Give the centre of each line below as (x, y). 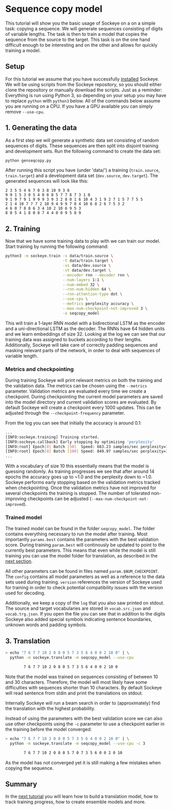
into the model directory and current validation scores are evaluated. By (81, 402)
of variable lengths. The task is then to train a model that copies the (77, 34)
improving (16, 499)
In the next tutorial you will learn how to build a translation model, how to (82, 797)
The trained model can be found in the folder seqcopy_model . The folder (80, 529)
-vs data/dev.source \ (87, 265)
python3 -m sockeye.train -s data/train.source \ (59, 256)
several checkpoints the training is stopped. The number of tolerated (78, 493)
